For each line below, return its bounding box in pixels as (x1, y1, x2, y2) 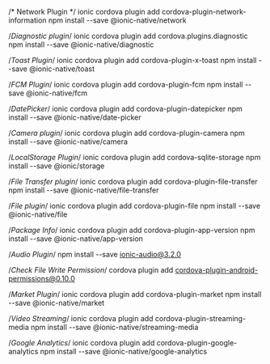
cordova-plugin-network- (161, 7, 247, 16)
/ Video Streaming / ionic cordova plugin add (8, 314, 154, 323)
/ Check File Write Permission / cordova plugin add (8, 265, 174, 274)
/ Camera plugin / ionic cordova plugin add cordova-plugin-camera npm (8, 129, 245, 138)
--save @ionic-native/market (8, 298, 105, 307)
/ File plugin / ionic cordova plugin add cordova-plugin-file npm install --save (8, 201, 261, 210)
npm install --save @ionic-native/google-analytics (40, 347, 208, 356)
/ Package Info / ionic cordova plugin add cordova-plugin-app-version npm (8, 226, 255, 235)
